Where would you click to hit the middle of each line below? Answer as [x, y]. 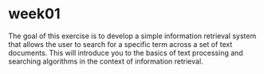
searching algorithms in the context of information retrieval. [106, 61]
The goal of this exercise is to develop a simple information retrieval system [132, 36]
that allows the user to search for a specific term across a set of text [120, 44]
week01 [34, 14]
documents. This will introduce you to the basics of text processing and [126, 53]
